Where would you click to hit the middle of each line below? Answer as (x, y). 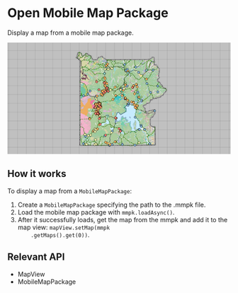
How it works (37, 174)
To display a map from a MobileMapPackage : (70, 191)
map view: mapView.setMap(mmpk (64, 227)
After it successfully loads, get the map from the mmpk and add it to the (123, 219)
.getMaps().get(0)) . (60, 234)
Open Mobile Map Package (88, 13)
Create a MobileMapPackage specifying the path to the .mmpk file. (112, 205)
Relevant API (36, 257)
